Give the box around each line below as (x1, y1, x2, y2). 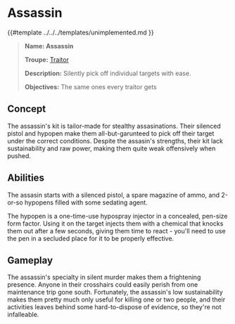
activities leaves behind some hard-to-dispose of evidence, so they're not (7, 303, 222, 311)
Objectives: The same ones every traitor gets (24, 82, 157, 91)
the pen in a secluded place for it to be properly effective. (7, 234, 174, 242)
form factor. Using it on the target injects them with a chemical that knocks (7, 219, 224, 228)
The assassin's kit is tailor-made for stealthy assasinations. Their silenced (7, 122, 222, 130)
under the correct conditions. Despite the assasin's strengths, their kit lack (7, 136, 224, 145)
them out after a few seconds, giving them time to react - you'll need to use (7, 226, 227, 235)
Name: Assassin (24, 41, 74, 50)
